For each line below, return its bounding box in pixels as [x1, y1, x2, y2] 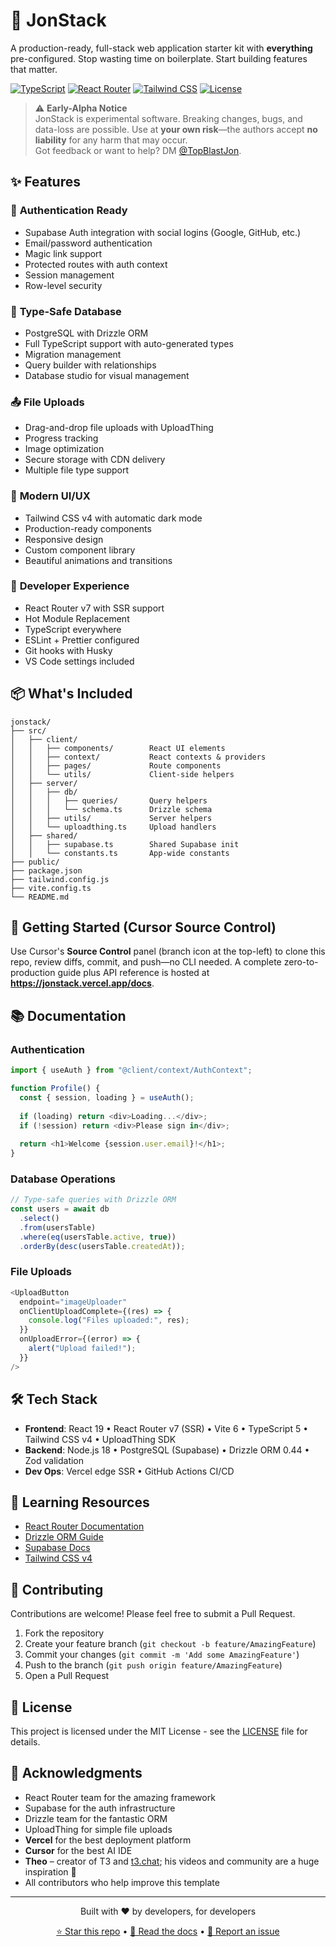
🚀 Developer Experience [10, 579, 130, 593]
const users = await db [10, 1204, 110, 1214]
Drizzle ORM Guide [24, 1531, 104, 1543]
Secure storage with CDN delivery [24, 454, 166, 466]
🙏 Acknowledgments [10, 1765, 143, 1782]
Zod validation [24, 1454, 85, 1466]
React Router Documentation [24, 1520, 145, 1533]
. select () [19, 1214, 60, 1224]
